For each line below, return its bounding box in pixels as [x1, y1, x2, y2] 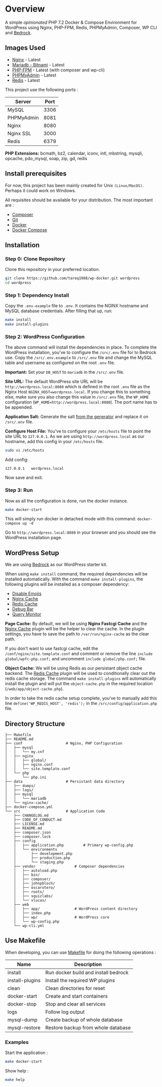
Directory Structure [5, 719, 65, 728]
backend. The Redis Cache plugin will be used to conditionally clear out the [5, 671, 156, 676]
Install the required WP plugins [45, 977, 115, 984]
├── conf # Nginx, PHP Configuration [5, 741, 123, 746]
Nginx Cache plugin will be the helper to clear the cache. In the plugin [5, 626, 145, 632]
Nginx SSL [7, 130, 32, 137]
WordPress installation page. [5, 535, 63, 541]
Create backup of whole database [45, 1016, 123, 1023]
